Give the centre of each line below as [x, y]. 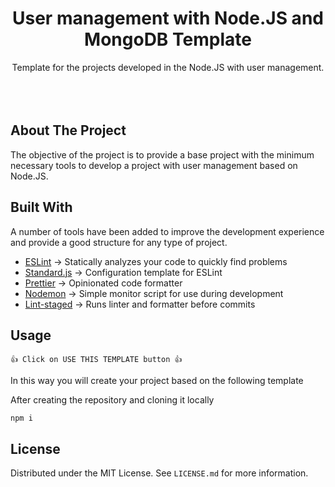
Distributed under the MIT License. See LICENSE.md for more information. [159, 473]
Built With [41, 207]
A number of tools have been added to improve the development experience [167, 231]
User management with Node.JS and [168, 18]
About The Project [68, 130]
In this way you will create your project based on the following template [157, 381]
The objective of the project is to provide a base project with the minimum [162, 154]
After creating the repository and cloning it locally [112, 400]
